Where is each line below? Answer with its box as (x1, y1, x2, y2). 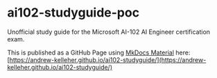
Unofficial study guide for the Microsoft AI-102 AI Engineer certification (7, 28, 210, 36)
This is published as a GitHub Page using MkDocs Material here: (7, 48, 191, 57)
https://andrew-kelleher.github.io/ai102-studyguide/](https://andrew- (9, 55, 207, 64)
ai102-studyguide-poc (7, 5, 140, 21)
